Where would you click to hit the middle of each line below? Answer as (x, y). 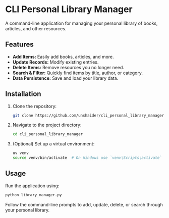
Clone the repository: (35, 106)
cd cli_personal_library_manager (48, 134)
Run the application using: (32, 186)
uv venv (20, 153)
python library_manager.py (34, 195)
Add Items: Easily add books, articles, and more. (63, 57)
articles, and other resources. (36, 28)
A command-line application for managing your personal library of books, (81, 23)
